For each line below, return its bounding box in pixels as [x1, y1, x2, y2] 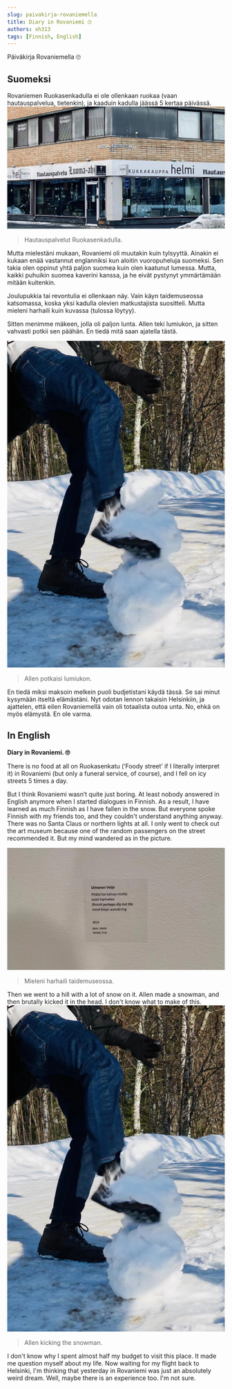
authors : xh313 [7, 26, 51, 32]
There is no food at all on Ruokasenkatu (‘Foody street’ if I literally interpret [7, 761, 220, 770]
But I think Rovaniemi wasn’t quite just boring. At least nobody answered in [7, 790, 220, 798]
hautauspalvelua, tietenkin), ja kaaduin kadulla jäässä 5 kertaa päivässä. [7, 99, 212, 107]
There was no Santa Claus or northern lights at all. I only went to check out [7, 819, 220, 828]
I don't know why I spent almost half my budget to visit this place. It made [7, 1352, 217, 1360]
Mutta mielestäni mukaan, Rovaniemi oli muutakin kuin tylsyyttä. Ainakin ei [7, 249, 219, 258]
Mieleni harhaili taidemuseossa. [23, 977, 114, 985]
